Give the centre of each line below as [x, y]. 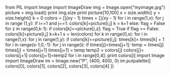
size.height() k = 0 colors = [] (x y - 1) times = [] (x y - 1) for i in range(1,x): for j [84, 18]
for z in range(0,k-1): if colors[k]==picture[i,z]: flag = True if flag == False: [82, 29]
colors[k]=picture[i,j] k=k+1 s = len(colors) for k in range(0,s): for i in [77, 34]
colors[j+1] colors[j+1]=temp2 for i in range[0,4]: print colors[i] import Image [85, 55]
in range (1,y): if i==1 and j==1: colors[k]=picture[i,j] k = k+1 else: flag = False [85, 23]
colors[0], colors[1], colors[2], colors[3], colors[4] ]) [60, 66]
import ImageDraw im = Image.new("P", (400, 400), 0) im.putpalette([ [78, 61]
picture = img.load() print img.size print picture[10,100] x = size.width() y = [83, 13]
